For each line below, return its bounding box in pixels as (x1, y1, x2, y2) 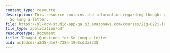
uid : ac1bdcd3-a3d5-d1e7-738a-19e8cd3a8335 (5, 40, 99, 45)
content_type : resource (5, 7, 56, 13)
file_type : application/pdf (5, 26, 65, 31)
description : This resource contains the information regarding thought (5, 12, 162, 17)
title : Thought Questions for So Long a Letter (5, 36, 108, 41)
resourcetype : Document (5, 31, 56, 36)
